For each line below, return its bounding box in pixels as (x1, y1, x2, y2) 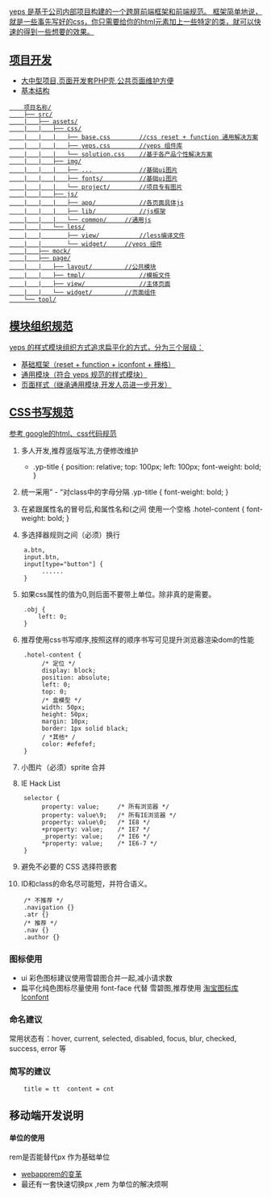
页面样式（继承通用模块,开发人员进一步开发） (20, 379, 172, 389)
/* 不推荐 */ (23, 896, 64, 904)
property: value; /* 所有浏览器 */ (41, 803, 170, 811)
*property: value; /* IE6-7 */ (41, 839, 158, 848)
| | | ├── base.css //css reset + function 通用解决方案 (23, 133, 259, 141)
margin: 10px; (41, 717, 90, 725)
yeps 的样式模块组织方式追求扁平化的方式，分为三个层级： (9, 342, 204, 352)
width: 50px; (41, 703, 85, 711)
